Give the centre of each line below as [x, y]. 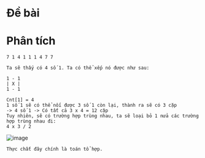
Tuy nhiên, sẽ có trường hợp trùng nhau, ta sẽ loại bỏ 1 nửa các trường [103, 116]
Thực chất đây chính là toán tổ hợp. [55, 149]
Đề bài [23, 13]
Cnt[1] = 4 [20, 100]
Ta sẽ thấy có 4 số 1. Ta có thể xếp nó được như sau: [78, 68]
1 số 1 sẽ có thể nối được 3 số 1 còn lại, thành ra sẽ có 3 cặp [91, 106]
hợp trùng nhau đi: [31, 121]
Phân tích [31, 41]
